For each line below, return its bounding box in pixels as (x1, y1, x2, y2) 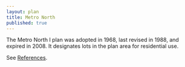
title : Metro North (6, 14, 56, 20)
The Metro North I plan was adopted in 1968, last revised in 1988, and (6, 36, 180, 44)
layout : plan (6, 8, 39, 15)
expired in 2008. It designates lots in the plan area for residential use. (6, 42, 179, 50)
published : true (6, 20, 47, 26)
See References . (6, 54, 48, 62)
